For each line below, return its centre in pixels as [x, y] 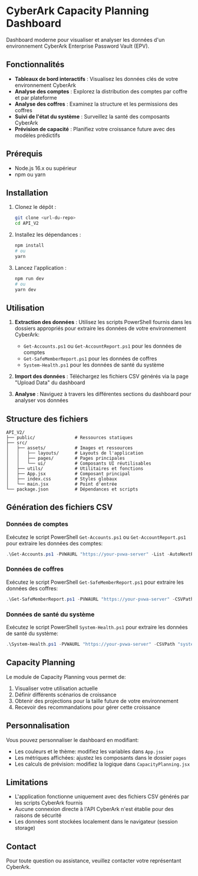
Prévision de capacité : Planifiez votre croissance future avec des [95, 129]
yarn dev [25, 290]
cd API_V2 [27, 223]
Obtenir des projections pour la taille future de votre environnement [96, 701]
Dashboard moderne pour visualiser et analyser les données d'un [85, 40]
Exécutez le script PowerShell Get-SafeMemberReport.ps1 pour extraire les [95, 582]
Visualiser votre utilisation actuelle [56, 688]
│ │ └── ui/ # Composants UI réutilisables [79, 463]
